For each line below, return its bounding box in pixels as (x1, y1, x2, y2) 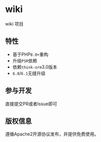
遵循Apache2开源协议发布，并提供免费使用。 (5, 131, 99, 137)
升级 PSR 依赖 (12, 57, 38, 63)
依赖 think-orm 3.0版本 (12, 64, 58, 70)
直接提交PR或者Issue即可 (5, 101, 57, 107)
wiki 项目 (5, 21, 24, 27)
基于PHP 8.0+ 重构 (12, 51, 49, 57)
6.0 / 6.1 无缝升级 (12, 70, 46, 76)
